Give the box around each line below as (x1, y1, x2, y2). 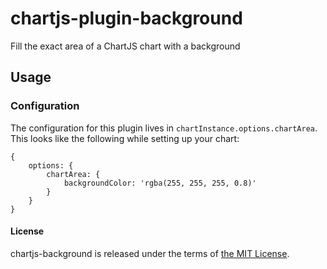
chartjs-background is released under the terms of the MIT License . (10, 247, 290, 259)
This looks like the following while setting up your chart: (10, 132, 240, 144)
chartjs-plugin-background (10, 7, 243, 30)
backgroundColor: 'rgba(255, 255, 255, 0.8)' (63, 178, 257, 188)
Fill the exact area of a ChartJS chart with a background (10, 40, 241, 52)
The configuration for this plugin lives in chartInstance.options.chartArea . (10, 122, 318, 134)
